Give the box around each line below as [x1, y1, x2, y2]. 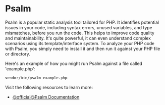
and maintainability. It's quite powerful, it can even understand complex [5, 35, 151, 41]
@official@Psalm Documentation [12, 94, 80, 100]
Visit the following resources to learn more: [5, 84, 93, 90]
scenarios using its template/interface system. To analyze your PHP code [5, 40, 155, 46]
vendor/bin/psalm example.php [5, 75, 68, 80]
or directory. [5, 51, 31, 57]
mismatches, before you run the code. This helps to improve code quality [5, 30, 155, 36]
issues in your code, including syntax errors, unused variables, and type [5, 24, 153, 30]
